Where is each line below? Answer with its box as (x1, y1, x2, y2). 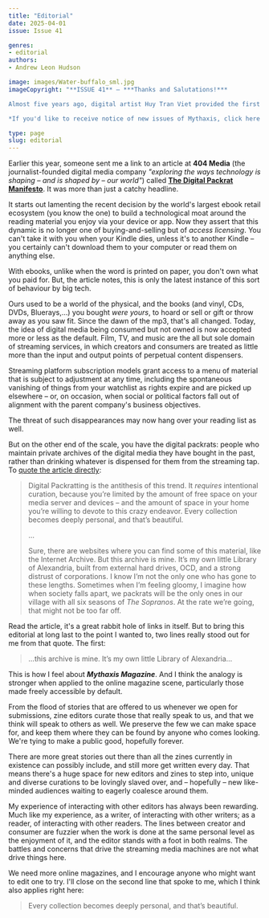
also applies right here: (8, 885, 84, 896)
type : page (8, 129, 45, 137)
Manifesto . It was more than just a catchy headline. (8, 184, 179, 194)
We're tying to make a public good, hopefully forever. (8, 736, 185, 746)
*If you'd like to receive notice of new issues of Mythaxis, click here (8, 114, 261, 123)
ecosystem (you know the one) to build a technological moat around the (8, 208, 247, 218)
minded (8, 786, 34, 796)
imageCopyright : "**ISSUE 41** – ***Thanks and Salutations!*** (8, 85, 228, 93)
